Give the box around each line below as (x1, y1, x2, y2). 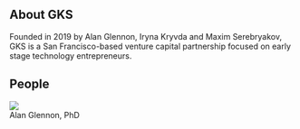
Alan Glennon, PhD (9, 109, 80, 120)
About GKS (9, 7, 73, 23)
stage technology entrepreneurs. (9, 50, 132, 61)
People (9, 77, 50, 92)
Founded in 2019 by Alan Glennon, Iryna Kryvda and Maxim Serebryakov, (9, 31, 283, 41)
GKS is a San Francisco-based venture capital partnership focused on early (9, 41, 292, 51)
